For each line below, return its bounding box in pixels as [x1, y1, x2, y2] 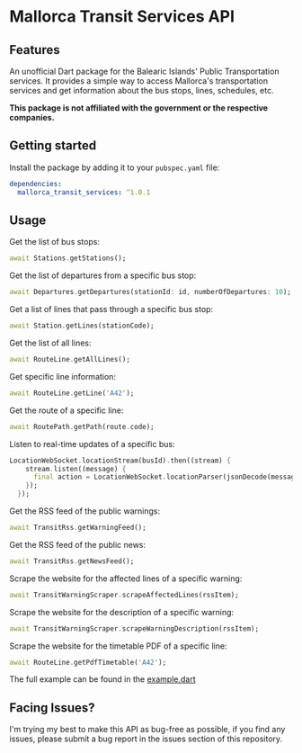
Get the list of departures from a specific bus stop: [9, 270, 197, 281]
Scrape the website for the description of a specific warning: [9, 606, 235, 617]
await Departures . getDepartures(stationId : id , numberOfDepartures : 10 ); [9, 288, 292, 297]
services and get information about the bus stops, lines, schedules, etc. [9, 85, 274, 95]
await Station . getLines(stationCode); [9, 321, 155, 330]
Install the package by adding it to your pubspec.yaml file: [9, 162, 220, 173]
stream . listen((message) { [25, 464, 127, 473]
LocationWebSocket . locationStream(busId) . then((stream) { [9, 456, 231, 465]
